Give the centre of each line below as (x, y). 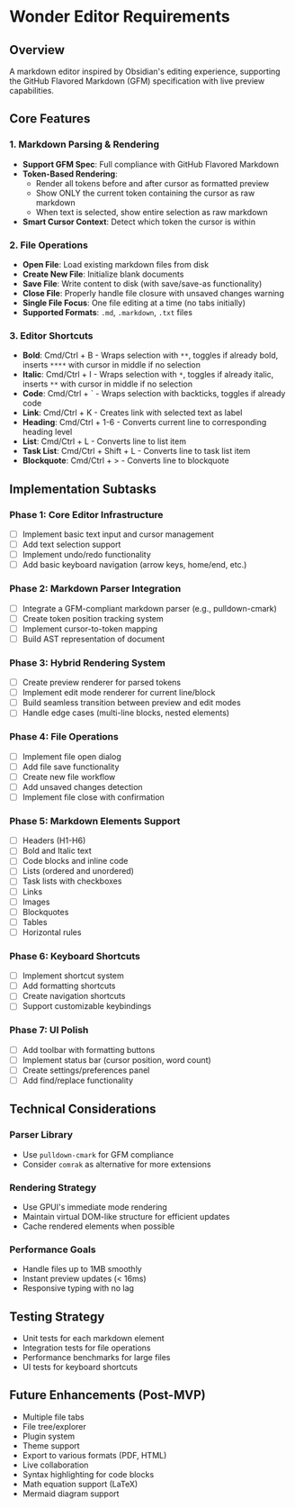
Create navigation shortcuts (74, 996)
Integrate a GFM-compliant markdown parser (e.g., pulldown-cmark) (149, 608)
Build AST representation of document (93, 639)
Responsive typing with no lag (78, 1288)
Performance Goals (53, 1249)
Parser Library (41, 1135)
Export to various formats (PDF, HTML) (94, 1455)
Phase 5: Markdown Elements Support (95, 821)
